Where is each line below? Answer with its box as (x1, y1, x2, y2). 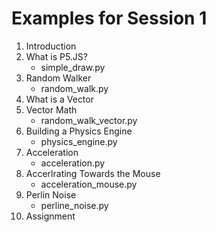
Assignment (25, 210, 76, 222)
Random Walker (25, 72, 92, 84)
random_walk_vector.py (40, 114, 138, 126)
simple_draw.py (40, 61, 106, 73)
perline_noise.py (40, 199, 109, 211)
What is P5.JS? (25, 50, 89, 62)
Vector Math (25, 103, 78, 116)
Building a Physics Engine (25, 125, 133, 137)
